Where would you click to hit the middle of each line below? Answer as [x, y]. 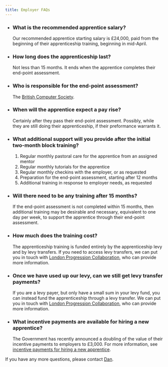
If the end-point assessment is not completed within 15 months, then [83, 207]
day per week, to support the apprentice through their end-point [78, 217]
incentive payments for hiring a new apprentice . [61, 349]
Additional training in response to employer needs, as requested [86, 183]
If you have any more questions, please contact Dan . [59, 359]
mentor [27, 161]
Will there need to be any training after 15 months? [75, 196]
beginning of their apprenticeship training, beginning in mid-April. [80, 44]
